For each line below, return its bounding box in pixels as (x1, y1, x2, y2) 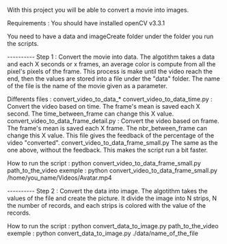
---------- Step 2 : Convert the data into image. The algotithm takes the (7, 187, 208, 195)
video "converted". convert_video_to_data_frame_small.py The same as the (7, 139, 218, 146)
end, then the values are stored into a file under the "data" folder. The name (7, 74, 221, 83)
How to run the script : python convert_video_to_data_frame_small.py (7, 159, 202, 167)
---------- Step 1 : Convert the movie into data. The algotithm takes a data (7, 53, 215, 61)
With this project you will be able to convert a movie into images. (7, 6, 189, 14)
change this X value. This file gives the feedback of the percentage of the (7, 131, 214, 139)
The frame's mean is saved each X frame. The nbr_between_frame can (7, 124, 207, 132)
